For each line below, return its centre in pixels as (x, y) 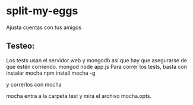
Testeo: (20, 46)
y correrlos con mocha (34, 84)
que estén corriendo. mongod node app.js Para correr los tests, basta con (97, 66)
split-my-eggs (42, 11)
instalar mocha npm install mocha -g (51, 73)
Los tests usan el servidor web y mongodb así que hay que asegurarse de (96, 60)
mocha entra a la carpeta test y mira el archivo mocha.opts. (79, 96)
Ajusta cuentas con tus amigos (44, 27)
